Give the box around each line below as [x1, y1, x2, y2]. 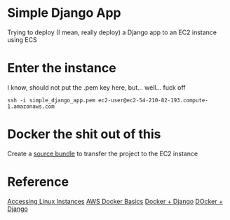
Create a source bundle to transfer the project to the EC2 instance [7, 149, 198, 158]
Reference [7, 174, 69, 190]
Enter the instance [7, 60, 117, 76]
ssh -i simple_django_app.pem [7, 97, 96, 104]
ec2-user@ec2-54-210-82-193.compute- [97, 97, 209, 104]
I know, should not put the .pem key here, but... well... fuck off [7, 83, 186, 92]
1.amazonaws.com [7, 103, 55, 110]
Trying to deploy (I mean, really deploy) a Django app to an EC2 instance [7, 28, 217, 36]
